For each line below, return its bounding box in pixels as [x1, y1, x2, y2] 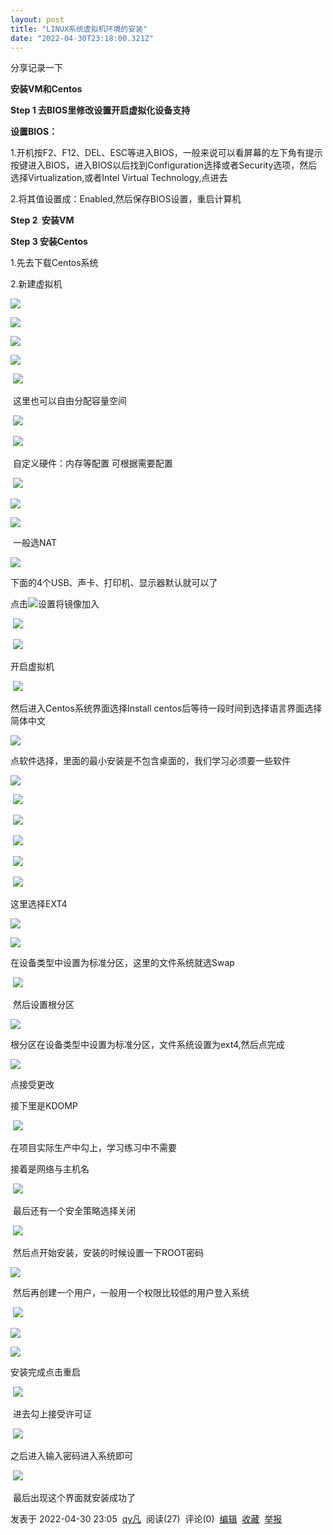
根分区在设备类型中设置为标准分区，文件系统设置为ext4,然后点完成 [10, 1039, 285, 1051]
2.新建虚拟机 [10, 278, 63, 290]
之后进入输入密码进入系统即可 [10, 1450, 133, 1462]
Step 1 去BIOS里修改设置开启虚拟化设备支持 [10, 104, 191, 116]
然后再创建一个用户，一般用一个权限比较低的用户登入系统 [12, 1287, 250, 1299]
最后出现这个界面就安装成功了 [12, 1492, 136, 1504]
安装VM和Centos [10, 83, 83, 95]
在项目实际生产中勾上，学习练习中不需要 [10, 1142, 177, 1154]
